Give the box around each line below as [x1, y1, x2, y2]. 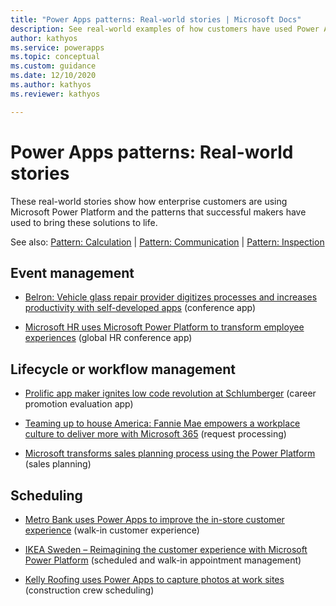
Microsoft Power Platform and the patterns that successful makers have [10, 206, 307, 218]
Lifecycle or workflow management [10, 361, 236, 378]
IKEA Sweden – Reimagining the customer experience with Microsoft [24, 544, 308, 555]
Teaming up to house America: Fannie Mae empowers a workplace [24, 417, 301, 430]
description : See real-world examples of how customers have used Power [10, 24, 320, 34]
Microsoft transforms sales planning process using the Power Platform [24, 447, 316, 460]
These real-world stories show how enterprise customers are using [10, 195, 288, 207]
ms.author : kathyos [10, 80, 92, 90]
